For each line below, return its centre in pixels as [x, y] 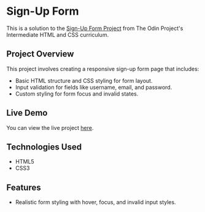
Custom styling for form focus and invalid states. [77, 94]
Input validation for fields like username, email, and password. [94, 87]
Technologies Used [44, 147]
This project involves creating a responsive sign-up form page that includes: [103, 69]
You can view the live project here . [50, 127]
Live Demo [27, 113]
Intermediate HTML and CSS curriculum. [58, 34]
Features [24, 187]
